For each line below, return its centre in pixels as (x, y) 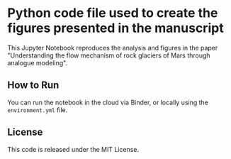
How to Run (33, 86)
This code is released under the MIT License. (73, 149)
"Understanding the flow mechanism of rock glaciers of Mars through (109, 55)
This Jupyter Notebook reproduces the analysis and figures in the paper (113, 48)
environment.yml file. (38, 110)
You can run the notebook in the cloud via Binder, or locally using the (108, 102)
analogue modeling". (38, 62)
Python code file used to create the (113, 13)
